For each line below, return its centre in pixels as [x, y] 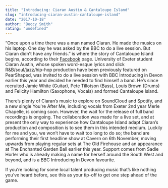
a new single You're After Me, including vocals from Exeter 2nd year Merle [82, 106]
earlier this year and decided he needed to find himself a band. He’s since [82, 81]
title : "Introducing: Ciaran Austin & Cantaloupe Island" [67, 10]
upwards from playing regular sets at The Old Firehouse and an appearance [84, 144]
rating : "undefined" [27, 29]
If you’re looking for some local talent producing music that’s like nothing [81, 170]
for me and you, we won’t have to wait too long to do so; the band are [77, 133]
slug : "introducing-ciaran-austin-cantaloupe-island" [63, 15]
